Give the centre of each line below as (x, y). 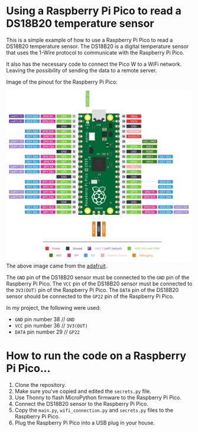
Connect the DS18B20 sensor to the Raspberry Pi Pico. (82, 404)
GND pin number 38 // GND (45, 319)
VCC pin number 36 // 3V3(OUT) (51, 325)
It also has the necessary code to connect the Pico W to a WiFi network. (94, 64)
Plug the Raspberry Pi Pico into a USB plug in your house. (85, 423)
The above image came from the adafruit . (57, 266)
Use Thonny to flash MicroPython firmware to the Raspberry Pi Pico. (98, 397)
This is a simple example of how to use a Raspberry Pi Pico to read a (90, 40)
